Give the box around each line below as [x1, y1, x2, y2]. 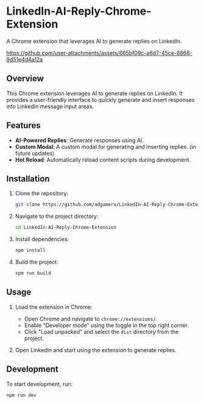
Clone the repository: [15, 190, 69, 197]
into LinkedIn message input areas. [6, 103, 94, 110]
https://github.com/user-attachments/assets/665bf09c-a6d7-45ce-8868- [6, 49, 193, 56]
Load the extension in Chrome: [15, 303, 93, 311]
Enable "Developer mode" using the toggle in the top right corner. [24, 322, 189, 329]
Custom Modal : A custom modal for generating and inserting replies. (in [15, 143, 196, 150]
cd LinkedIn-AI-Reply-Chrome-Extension [15, 225, 117, 231]
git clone [15, 201, 41, 208]
